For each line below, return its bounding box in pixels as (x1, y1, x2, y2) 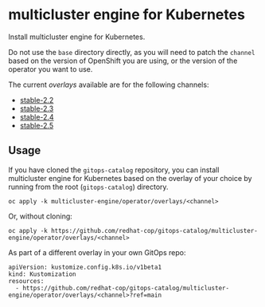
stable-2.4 (19, 112, 54, 121)
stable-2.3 (19, 104, 54, 113)
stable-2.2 (19, 95, 54, 104)
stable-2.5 (19, 120, 54, 130)
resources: (8, 277, 45, 285)
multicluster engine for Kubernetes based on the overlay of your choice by (8, 173, 252, 183)
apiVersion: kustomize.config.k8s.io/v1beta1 (8, 263, 162, 271)
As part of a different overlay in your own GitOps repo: (8, 247, 186, 257)
